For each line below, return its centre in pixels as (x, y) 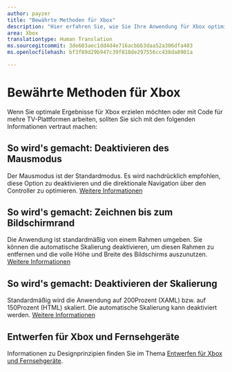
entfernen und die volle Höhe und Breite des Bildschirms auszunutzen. (107, 254)
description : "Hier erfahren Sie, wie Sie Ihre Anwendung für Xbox (106, 26)
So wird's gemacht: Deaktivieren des (88, 149)
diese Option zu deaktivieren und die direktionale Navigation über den (107, 183)
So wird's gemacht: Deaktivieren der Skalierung (112, 284)
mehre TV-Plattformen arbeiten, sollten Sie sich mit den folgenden (101, 119)
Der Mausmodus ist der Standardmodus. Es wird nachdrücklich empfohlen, (114, 176)
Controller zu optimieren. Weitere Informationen (75, 191)
